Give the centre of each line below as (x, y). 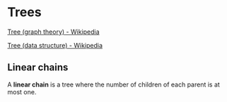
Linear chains (38, 68)
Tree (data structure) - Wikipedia (55, 45)
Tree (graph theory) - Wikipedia (54, 32)
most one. (22, 91)
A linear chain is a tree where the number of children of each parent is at (114, 84)
